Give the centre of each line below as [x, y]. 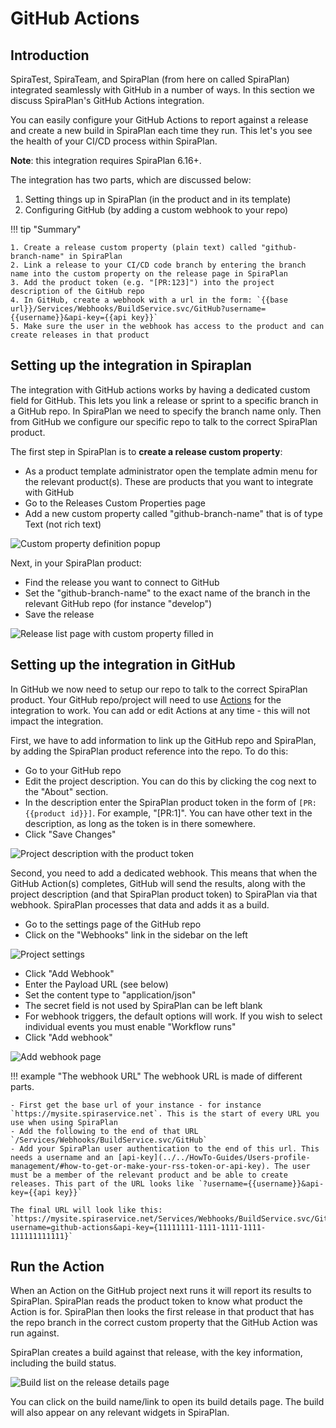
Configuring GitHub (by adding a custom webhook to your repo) [156, 210]
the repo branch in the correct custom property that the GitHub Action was [164, 1323]
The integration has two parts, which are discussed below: [131, 180]
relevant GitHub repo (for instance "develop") [118, 603]
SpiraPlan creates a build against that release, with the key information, [156, 1353]
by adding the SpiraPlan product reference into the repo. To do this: [149, 751]
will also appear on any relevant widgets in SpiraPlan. [120, 1413]
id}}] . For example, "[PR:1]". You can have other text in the [191, 813]
